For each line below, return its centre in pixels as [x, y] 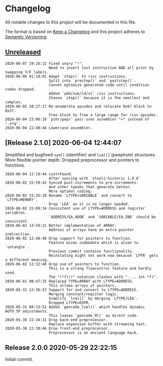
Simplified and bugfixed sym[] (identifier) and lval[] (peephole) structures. [81, 154]
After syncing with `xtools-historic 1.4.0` [94, 178]
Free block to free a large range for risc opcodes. [103, 115]
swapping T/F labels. [27, 72]
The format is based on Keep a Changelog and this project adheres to [75, 31]
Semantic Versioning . [26, 37]
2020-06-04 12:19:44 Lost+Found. [39, 174]
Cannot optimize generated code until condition [99, 85]
